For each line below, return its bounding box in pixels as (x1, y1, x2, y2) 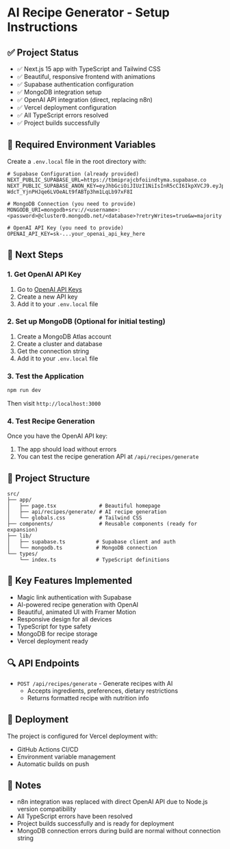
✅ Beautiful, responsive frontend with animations (16, 73, 155, 80)
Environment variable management (16, 752, 116, 761)
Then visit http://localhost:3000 (7, 399, 101, 407)
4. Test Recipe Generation (7, 416, 95, 426)
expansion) (7, 526, 38, 534)
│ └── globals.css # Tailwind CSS (7, 515, 142, 521)
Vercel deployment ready (16, 637, 89, 645)
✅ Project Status (7, 47, 79, 58)
